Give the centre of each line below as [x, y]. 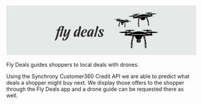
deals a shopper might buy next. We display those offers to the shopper [95, 83]
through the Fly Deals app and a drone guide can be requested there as [95, 89]
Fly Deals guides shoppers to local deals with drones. [73, 65]
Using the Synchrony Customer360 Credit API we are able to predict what [98, 76]
